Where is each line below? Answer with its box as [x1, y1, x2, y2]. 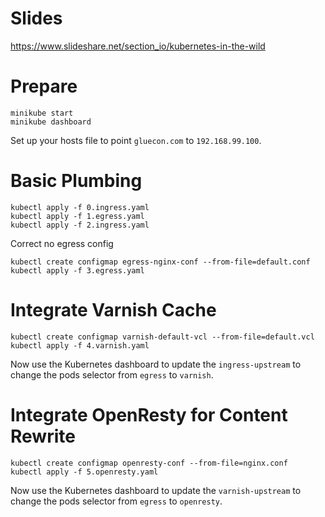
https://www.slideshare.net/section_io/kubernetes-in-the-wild [10, 40, 266, 52]
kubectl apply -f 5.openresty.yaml [10, 467, 159, 477]
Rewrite [10, 425, 76, 447]
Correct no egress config [10, 237, 114, 249]
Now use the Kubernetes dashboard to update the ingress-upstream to [10, 358, 302, 370]
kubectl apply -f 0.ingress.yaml [10, 202, 150, 212]
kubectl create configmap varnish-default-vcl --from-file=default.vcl [10, 332, 315, 342]
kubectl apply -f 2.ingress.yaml [10, 220, 150, 230]
